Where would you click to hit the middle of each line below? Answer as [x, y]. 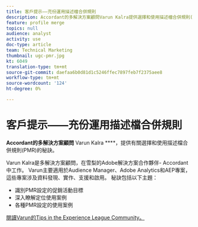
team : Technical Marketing [39, 50]
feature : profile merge [35, 23]
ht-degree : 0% [24, 89]
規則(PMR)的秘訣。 [34, 150]
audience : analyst [29, 34]
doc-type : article [29, 45]
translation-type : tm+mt [37, 67]
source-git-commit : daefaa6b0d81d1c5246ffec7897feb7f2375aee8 [84, 72]
